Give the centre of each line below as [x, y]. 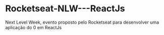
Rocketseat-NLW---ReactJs [65, 9]
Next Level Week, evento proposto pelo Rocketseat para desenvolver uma [82, 22]
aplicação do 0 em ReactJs [34, 27]
